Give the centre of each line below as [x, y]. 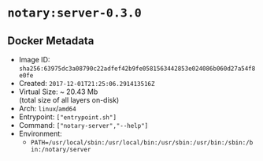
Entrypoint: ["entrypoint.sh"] [68, 117]
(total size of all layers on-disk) [69, 100]
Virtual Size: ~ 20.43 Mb [58, 92]
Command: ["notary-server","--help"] [83, 125]
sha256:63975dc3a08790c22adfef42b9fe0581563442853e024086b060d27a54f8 [137, 69]
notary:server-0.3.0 [75, 13]
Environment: [40, 133]
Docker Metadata [51, 41]
